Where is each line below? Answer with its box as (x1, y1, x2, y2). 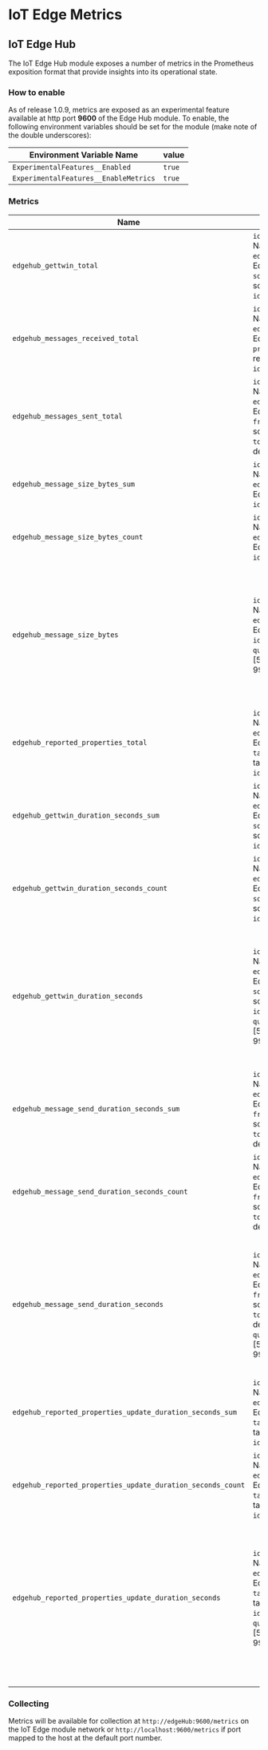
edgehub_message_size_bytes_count (12, 533, 144, 541)
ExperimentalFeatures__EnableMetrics (12, 174, 156, 183)
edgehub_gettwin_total (12, 261, 98, 270)
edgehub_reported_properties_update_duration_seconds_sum (12, 1408, 238, 1416)
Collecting (8, 1698, 49, 1709)
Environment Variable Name (29, 149, 139, 160)
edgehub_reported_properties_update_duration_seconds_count (12, 1480, 246, 1490)
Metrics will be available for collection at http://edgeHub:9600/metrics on (8, 1716, 250, 1725)
